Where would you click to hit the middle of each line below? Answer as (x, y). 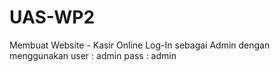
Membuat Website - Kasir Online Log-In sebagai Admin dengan (140, 45)
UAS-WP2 (52, 17)
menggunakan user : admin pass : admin (93, 55)
